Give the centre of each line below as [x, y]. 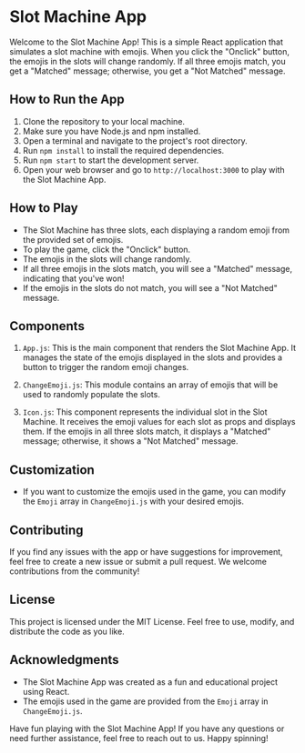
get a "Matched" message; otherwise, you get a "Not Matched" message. [147, 71]
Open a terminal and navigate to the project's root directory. [135, 141]
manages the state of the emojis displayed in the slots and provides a [152, 357]
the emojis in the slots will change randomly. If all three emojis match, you [147, 61]
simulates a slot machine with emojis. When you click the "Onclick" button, [149, 51]
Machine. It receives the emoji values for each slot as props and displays [159, 422]
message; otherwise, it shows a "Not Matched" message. [130, 441]
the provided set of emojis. [73, 239]
